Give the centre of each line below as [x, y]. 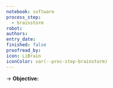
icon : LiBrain [24, 56]
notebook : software [30, 12]
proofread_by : [24, 51]
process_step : [24, 17]
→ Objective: [23, 78]
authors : [17, 34]
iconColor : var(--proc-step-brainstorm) [57, 61]
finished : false [26, 45]
